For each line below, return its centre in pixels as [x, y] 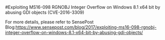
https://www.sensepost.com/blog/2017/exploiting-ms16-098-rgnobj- [86, 27]
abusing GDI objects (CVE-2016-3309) [45, 12]
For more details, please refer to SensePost [49, 22]
